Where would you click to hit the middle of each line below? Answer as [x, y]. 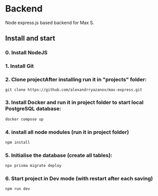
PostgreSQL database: [33, 109]
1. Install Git [20, 66]
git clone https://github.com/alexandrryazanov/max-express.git [74, 90]
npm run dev [18, 189]
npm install [18, 142]
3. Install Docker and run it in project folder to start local [74, 102]
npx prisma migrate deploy [33, 166]
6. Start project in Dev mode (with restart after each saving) [79, 178]
